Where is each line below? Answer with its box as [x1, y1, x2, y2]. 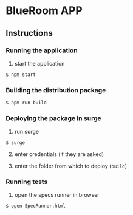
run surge [14, 128, 39, 135]
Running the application [5, 46, 78, 55]
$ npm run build [5, 100, 47, 106]
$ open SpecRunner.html [5, 203, 66, 210]
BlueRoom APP [5, 4, 83, 18]
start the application [14, 60, 65, 67]
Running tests [5, 177, 48, 186]
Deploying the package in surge [5, 114, 101, 122]
